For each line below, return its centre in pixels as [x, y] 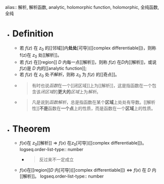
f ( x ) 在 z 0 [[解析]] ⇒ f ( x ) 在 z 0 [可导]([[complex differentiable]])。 [83, 144]
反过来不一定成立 [56, 160]
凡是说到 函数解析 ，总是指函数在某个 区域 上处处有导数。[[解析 [94, 102]
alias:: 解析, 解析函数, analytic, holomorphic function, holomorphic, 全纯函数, [82, 7]
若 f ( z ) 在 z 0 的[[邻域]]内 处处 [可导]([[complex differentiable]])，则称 [88, 48]
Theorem [31, 129]
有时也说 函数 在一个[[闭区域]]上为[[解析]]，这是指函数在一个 [92, 86]
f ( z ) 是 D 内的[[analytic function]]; [53, 68]
